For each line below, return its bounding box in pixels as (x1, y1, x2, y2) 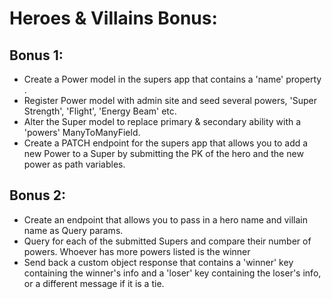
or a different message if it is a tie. (23, 277, 165, 289)
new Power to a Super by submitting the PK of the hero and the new (23, 148, 304, 159)
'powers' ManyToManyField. (23, 127, 141, 138)
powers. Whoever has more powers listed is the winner (23, 245, 251, 257)
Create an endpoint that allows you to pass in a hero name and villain (23, 213, 308, 226)
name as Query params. (23, 224, 124, 236)
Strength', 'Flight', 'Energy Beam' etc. (23, 105, 177, 117)
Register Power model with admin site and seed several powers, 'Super (23, 95, 318, 106)
